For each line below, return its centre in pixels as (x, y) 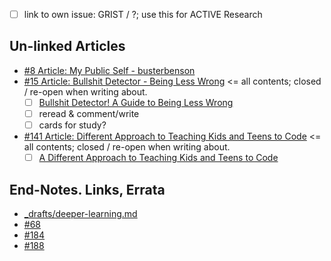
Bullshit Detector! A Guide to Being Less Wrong (136, 102)
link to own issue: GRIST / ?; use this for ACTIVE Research (143, 14)
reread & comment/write (89, 113)
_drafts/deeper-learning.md (80, 213)
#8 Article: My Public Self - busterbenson (109, 70)
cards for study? (72, 125)
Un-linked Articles (67, 46)
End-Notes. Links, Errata (87, 189)
